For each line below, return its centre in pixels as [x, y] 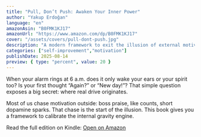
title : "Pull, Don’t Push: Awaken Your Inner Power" [73, 12]
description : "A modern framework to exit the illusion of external [93, 45]
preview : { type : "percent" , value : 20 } [59, 62]
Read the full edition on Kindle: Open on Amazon [66, 127]
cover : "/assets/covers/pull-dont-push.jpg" [63, 39]
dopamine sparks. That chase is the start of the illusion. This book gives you [100, 109]
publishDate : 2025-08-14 [37, 56]
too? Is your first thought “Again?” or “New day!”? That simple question [94, 85]
